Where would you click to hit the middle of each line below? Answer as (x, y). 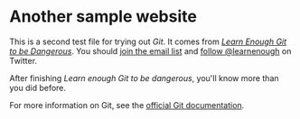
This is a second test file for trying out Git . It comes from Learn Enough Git (148, 41)
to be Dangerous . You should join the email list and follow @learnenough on (150, 50)
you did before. (37, 87)
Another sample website (103, 17)
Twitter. (23, 60)
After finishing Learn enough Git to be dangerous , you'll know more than (144, 78)
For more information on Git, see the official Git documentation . (127, 105)
